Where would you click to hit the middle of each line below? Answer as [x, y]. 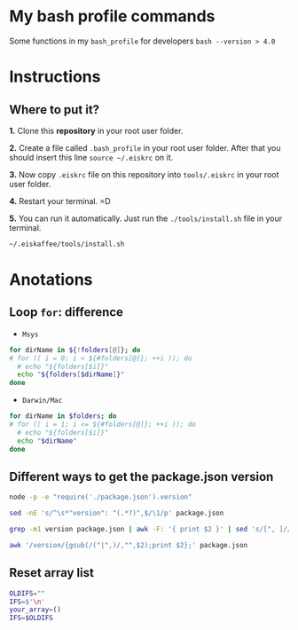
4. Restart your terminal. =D [60, 201]
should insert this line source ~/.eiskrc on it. [91, 157]
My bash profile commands [112, 16]
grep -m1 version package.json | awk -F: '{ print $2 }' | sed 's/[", [142, 530]
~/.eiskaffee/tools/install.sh [67, 244]
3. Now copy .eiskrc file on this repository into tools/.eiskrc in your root [144, 174]
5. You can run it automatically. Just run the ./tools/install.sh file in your [145, 218]
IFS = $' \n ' [27, 602]
